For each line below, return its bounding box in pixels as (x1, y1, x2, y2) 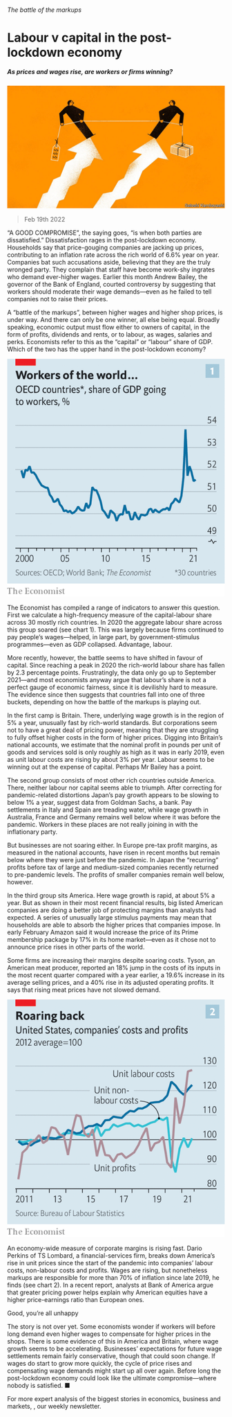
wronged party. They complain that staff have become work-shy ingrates (7, 265, 215, 274)
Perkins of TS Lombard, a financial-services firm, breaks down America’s (7, 1251, 215, 1260)
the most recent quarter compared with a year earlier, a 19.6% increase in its (7, 971, 225, 979)
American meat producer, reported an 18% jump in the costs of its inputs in (7, 963, 221, 972)
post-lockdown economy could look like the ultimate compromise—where (7, 1373, 217, 1382)
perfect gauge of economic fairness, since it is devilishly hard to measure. (7, 683, 218, 691)
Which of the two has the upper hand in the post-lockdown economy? (7, 345, 206, 353)
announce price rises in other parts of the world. (7, 943, 145, 951)
